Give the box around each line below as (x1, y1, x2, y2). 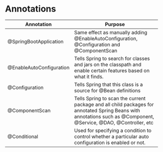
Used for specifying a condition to (74, 127, 152, 134)
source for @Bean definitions (74, 87, 141, 94)
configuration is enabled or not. (74, 139, 146, 146)
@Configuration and (74, 41, 120, 48)
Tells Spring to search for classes (74, 55, 150, 61)
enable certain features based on (74, 67, 150, 74)
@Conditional (7, 133, 38, 140)
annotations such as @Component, (74, 113, 154, 120)
